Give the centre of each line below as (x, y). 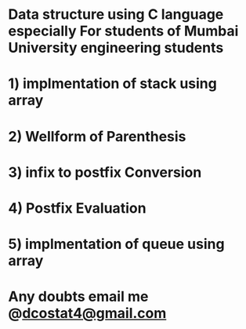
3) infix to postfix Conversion (105, 172)
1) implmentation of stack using (112, 84)
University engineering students (116, 48)
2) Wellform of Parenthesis (97, 136)
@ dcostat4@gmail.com (87, 314)
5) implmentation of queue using (116, 244)
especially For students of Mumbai (123, 31)
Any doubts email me (78, 297)
